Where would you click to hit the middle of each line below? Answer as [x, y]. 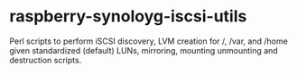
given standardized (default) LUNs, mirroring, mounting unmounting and [144, 50]
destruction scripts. [46, 60]
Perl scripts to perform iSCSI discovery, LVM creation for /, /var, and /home [149, 41]
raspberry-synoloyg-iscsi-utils [128, 16]
